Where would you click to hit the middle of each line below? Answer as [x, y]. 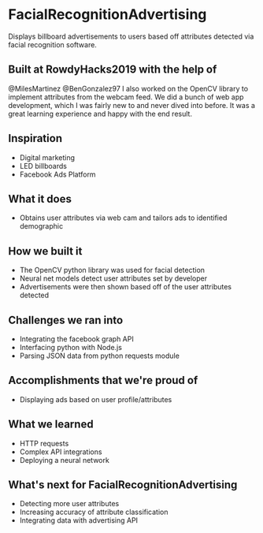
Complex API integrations [61, 452]
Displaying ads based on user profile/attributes [96, 399]
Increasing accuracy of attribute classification [94, 512]
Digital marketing [47, 157]
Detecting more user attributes [69, 504]
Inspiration [35, 138]
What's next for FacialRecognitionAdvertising [123, 485]
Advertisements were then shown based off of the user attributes [126, 287]
